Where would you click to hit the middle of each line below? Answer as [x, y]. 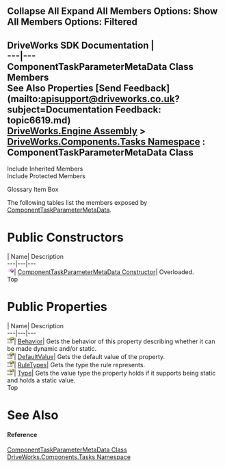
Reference [22, 434]
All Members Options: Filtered [72, 22]
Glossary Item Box [33, 189]
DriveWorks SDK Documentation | [81, 45]
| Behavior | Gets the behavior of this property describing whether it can [115, 341]
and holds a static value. [41, 380]
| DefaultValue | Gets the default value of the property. [90, 357]
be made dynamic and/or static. [52, 349]
